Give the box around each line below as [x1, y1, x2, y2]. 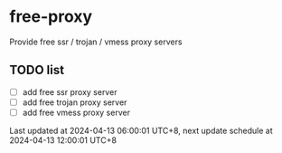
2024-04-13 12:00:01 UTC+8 [9, 134, 117, 146]
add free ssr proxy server [22, 86, 117, 97]
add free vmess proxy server [22, 107, 131, 118]
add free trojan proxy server [22, 97, 127, 108]
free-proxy [9, 6, 93, 27]
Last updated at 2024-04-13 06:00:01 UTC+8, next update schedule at [9, 125, 273, 136]
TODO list [9, 62, 65, 78]
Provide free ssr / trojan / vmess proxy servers [9, 36, 183, 47]
